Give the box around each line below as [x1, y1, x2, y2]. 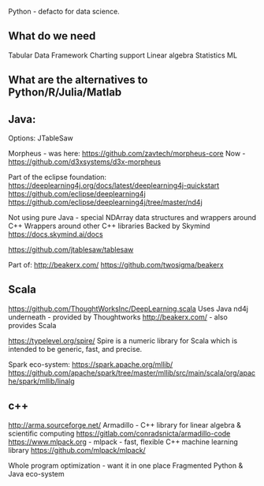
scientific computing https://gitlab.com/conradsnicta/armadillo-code [8, 428, 231, 438]
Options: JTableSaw [8, 133, 73, 143]
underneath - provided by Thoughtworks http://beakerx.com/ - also [8, 312, 229, 322]
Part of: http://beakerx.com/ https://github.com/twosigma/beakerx [8, 260, 224, 270]
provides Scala [8, 320, 57, 330]
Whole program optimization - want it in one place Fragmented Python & [8, 461, 244, 470]
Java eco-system [8, 469, 65, 478]
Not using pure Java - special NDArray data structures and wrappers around [8, 213, 257, 222]
